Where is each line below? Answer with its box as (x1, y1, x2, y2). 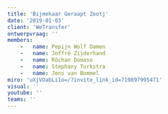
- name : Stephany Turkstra (20, 63, 106, 70)
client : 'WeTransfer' (7, 23, 71, 30)
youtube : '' (7, 89, 42, 96)
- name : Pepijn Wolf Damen (20, 43, 106, 50)
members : (7, 37, 33, 44)
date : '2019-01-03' (7, 17, 65, 24)
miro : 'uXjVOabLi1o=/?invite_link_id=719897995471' (7, 76, 162, 84)
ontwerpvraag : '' (7, 30, 59, 38)
